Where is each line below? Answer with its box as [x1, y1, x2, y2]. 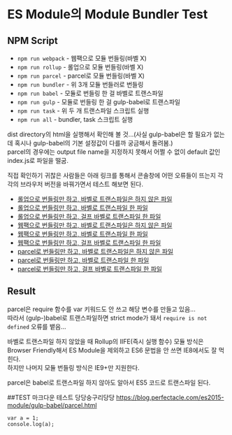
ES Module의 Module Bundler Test [7, 6, 208, 22]
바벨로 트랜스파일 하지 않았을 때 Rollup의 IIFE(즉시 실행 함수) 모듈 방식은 [7, 337, 204, 345]
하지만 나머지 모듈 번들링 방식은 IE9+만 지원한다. [7, 363, 140, 371]
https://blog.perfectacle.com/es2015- [116, 393, 225, 401]
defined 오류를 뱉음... [7, 322, 66, 331]
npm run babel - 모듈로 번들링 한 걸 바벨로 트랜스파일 [17, 89, 164, 97]
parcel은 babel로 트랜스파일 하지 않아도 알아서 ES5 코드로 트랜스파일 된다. [7, 378, 211, 387]
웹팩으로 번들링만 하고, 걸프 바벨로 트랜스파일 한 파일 [17, 238, 161, 247]
